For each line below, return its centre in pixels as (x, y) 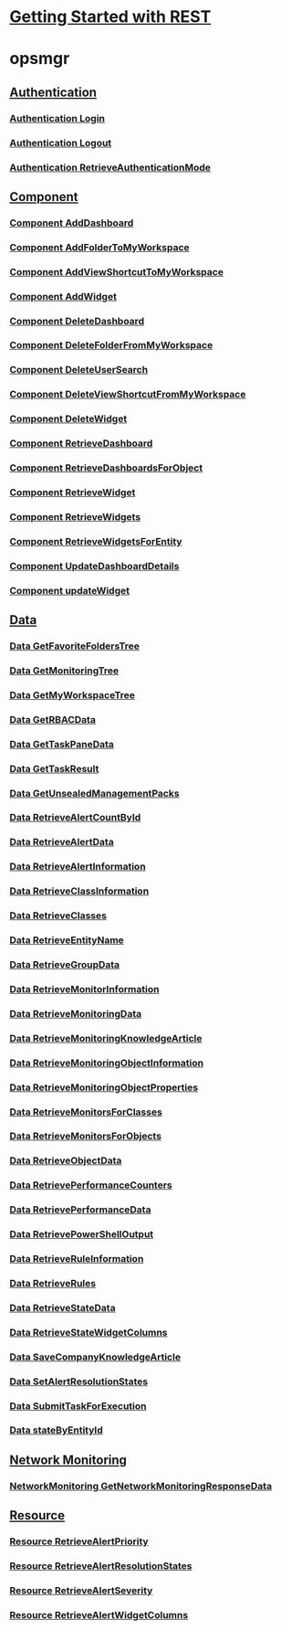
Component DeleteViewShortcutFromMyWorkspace (128, 395)
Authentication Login (57, 118)
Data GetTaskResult (54, 768)
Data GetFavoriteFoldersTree (74, 646)
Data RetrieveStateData (62, 1307)
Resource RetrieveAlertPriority (79, 1541)
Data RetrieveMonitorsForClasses (86, 1112)
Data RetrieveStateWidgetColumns (88, 1332)
